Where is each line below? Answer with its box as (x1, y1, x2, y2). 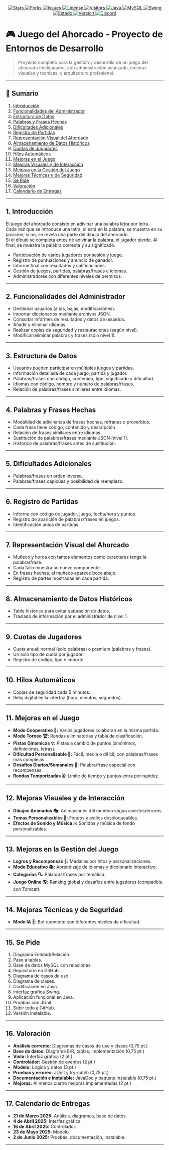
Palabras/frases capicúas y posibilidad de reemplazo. (13, 478, 124, 484)
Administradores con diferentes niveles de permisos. (13, 273, 122, 279)
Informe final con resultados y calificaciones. (13, 262, 106, 268)
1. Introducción (6, 207, 53, 216)
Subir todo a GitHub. (13, 1005, 56, 1011)
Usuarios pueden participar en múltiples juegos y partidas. (13, 365, 134, 371)
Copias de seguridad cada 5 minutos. (13, 689, 91, 695)
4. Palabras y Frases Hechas (6, 405, 96, 414)
